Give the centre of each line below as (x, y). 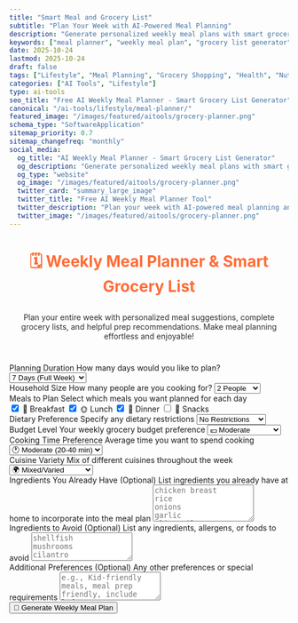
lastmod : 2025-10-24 (47, 59)
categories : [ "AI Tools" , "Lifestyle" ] (83, 84)
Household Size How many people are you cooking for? (111, 387)
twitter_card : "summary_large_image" (87, 191)
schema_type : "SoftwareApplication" (77, 125)
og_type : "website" (53, 174)
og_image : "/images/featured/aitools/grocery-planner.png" (129, 183)
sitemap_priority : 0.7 (51, 133)
